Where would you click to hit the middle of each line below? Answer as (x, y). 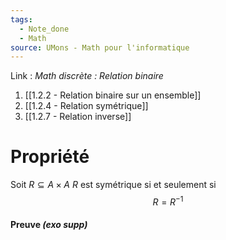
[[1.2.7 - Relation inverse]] (78, 117)
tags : (21, 19)
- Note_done (44, 29)
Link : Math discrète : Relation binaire (87, 76)
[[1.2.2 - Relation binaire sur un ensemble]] (113, 95)
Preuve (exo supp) (49, 225)
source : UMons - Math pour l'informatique (100, 47)
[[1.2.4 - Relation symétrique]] (86, 106)
